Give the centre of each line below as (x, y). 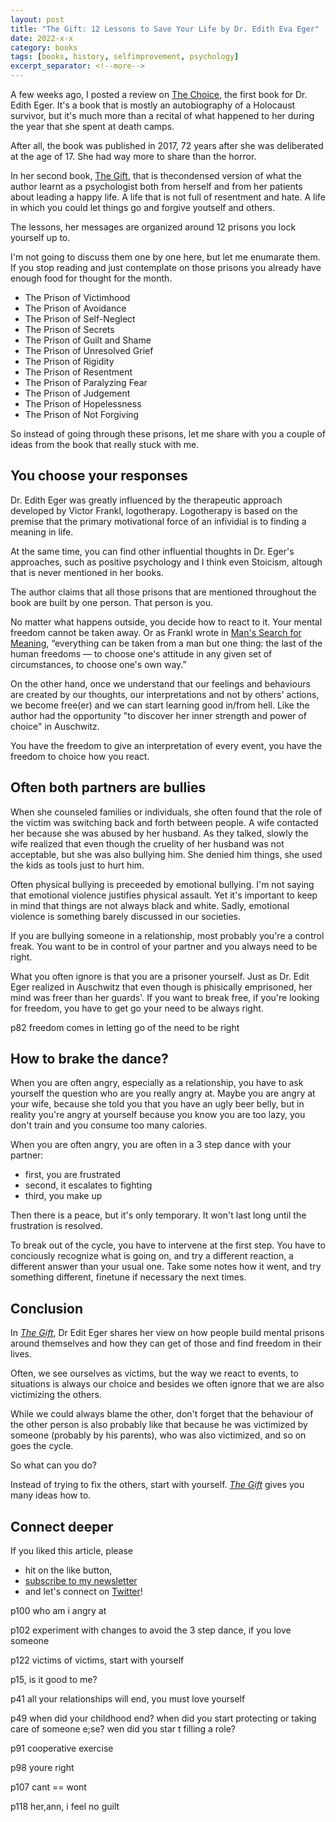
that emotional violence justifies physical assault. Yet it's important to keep (164, 895)
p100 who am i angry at (58, 1611)
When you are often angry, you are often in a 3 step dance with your (151, 1145)
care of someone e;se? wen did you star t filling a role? (123, 1729)
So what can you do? (53, 1465)
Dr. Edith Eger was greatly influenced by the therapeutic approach (146, 500)
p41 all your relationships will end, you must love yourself (128, 1699)
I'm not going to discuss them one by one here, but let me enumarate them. (165, 257)
